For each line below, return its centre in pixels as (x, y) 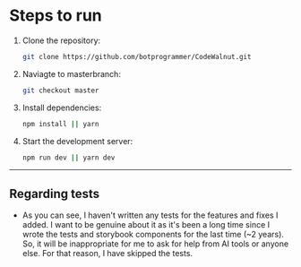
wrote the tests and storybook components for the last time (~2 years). (153, 235)
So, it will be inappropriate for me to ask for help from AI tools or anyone (155, 244)
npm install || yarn (60, 124)
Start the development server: (77, 141)
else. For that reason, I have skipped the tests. (107, 254)
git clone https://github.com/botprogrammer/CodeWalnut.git (137, 56)
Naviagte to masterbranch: (71, 73)
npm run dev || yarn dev (69, 158)
